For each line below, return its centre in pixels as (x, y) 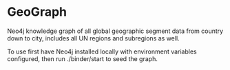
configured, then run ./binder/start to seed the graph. (83, 58)
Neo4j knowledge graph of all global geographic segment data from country (115, 31)
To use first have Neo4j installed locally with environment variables (102, 51)
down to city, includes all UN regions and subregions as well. (94, 38)
